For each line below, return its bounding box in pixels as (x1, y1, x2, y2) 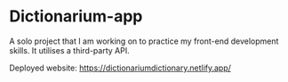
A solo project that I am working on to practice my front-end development (9, 36, 279, 46)
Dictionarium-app (9, 6, 143, 27)
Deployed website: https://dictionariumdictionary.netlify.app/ (9, 62, 231, 73)
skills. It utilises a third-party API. (9, 45, 131, 55)
